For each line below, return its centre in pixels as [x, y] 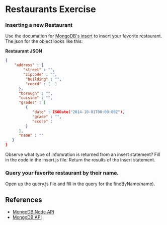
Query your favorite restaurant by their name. [62, 173]
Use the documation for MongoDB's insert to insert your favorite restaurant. [84, 36]
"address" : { [29, 65]
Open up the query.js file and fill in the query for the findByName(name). [80, 184]
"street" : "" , [39, 70]
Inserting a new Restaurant [39, 25]
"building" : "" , [44, 79]
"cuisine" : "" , [35, 98]
